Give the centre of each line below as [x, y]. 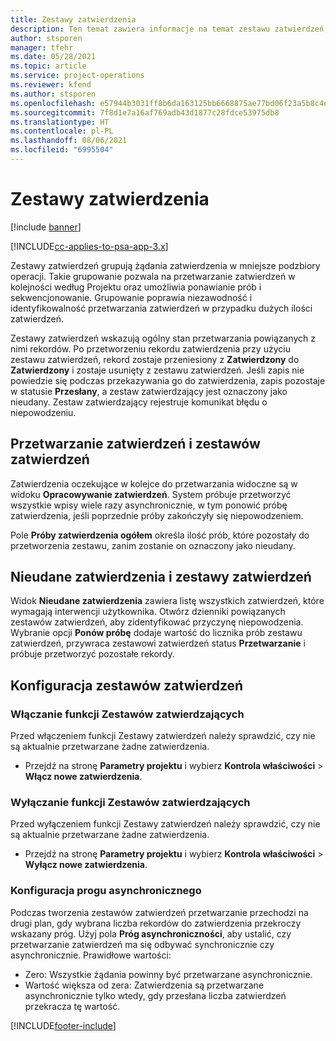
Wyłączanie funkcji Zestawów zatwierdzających [130, 803]
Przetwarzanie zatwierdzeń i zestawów [135, 444]
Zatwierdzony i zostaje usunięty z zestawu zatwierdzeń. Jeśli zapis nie [157, 370]
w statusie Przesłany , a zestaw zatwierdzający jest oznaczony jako [149, 391]
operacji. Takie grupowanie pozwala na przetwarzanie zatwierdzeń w [153, 276]
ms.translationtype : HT [60, 122]
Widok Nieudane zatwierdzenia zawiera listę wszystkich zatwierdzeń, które [167, 601]
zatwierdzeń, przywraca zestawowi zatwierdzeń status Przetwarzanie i [158, 643]
